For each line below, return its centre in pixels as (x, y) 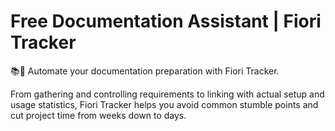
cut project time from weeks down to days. (98, 115)
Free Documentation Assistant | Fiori (166, 21)
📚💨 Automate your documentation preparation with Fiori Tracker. (145, 71)
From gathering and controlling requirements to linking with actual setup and (167, 94)
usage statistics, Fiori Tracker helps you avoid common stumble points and (164, 104)
